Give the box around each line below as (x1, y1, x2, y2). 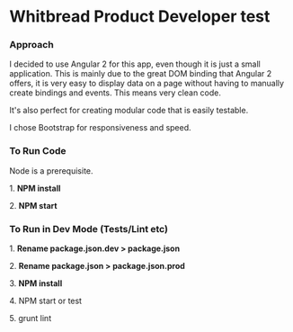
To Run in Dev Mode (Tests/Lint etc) (9, 222, 169, 235)
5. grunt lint (9, 313, 52, 324)
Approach (9, 39, 54, 51)
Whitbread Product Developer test (9, 6, 271, 27)
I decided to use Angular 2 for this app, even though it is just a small (9, 58, 261, 69)
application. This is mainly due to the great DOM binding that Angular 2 (9, 68, 272, 79)
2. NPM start (9, 200, 58, 211)
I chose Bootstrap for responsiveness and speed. (9, 122, 191, 133)
